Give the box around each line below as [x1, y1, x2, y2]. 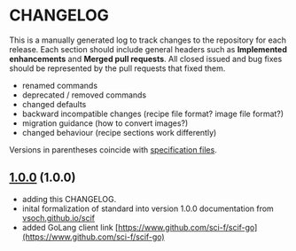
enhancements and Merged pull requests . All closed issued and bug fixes [9, 53, 283, 64]
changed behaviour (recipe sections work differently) [21, 127, 217, 137]
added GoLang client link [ [21, 222, 119, 232]
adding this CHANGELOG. [21, 193, 117, 204]
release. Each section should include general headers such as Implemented [9, 43, 288, 54]
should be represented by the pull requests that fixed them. [9, 63, 226, 74]
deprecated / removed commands [21, 90, 147, 100]
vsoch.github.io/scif [21, 212, 96, 223]
